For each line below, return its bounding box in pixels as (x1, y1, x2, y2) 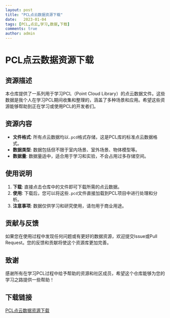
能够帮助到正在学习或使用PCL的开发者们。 (9, 103, 99, 109)
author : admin (5, 31, 36, 36)
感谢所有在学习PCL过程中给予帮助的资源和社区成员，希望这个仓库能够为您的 (5, 270, 165, 276)
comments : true (5, 26, 38, 31)
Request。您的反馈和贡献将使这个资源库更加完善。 (5, 239, 112, 246)
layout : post (5, 7, 33, 13)
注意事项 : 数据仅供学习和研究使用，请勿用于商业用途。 (12, 202, 127, 208)
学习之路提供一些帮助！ (5, 277, 54, 283)
